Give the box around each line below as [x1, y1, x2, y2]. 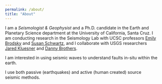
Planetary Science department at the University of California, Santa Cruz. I [5, 30, 153, 36]
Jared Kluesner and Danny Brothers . [5, 45, 77, 51]
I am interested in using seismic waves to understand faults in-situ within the [5, 55, 158, 60]
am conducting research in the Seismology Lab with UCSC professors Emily [5, 35, 156, 41]
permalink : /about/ [5, 7, 44, 12]
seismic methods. [5, 74, 40, 80]
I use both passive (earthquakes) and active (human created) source [5, 69, 142, 75]
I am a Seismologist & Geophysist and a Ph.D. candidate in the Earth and [5, 25, 149, 30]
